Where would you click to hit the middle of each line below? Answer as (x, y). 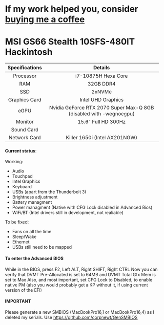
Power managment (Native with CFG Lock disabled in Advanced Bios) (82, 207)
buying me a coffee (45, 19)
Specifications (25, 68)
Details (102, 68)
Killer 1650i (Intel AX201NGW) (102, 138)
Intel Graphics (26, 181)
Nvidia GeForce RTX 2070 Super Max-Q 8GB (102, 108)
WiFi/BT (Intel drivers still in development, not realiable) (68, 213)
